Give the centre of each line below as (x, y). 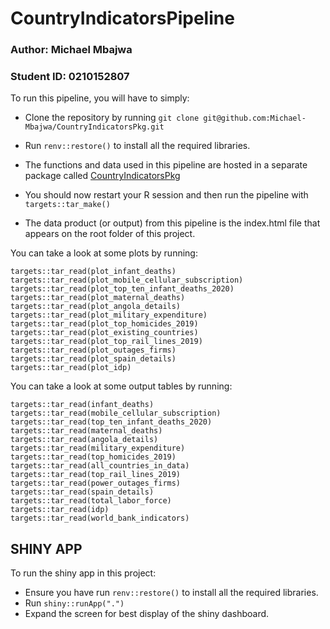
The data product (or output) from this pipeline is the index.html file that (172, 223)
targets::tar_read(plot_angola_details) (96, 307)
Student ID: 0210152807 (70, 77)
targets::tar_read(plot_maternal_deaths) (98, 298)
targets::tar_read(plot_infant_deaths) (93, 272)
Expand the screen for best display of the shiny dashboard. (147, 614)
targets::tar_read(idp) (60, 510)
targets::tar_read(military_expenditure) (98, 448)
